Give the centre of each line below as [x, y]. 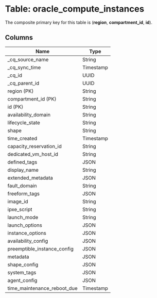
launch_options [25, 225]
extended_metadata [30, 178]
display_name [23, 170]
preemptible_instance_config [41, 248]
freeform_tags [24, 194]
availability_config [28, 241]
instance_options [27, 233]
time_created [22, 138]
